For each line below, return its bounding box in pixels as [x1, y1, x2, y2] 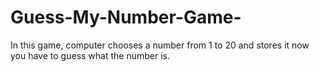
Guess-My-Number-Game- [10, 6, 242, 29]
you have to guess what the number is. [10, 49, 170, 61]
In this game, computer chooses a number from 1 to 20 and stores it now [10, 39, 310, 51]
